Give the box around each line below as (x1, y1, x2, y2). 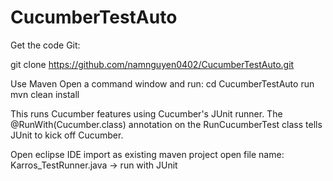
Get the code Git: (10, 39, 81, 51)
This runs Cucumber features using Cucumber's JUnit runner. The (10, 107, 283, 120)
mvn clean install (10, 88, 80, 100)
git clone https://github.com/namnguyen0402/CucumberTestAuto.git (10, 58, 295, 70)
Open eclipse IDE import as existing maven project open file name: (10, 148, 285, 160)
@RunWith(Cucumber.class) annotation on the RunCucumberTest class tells (10, 118, 323, 130)
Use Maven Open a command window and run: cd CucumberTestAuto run (10, 77, 315, 90)
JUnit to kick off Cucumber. (10, 129, 124, 141)
